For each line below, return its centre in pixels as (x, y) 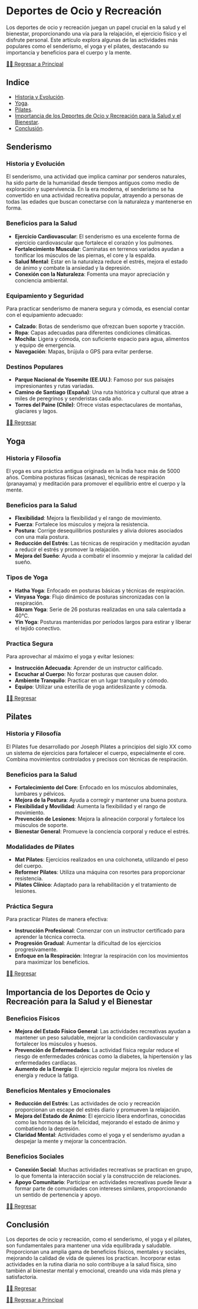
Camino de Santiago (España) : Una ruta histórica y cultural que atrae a (102, 393)
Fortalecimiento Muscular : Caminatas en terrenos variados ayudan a (99, 249)
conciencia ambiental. (41, 280)
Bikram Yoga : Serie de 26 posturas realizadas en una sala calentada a (100, 609)
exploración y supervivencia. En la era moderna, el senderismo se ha (90, 189)
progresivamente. (36, 950)
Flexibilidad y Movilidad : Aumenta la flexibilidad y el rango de (90, 806)
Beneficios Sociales (35, 1157)
